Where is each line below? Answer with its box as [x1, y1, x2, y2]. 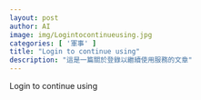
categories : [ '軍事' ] [9, 38, 97, 48]
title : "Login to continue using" [9, 47, 141, 56]
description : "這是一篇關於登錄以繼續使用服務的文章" [9, 55, 193, 65]
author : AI [9, 22, 51, 31]
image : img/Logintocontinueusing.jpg [9, 30, 153, 39]
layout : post [9, 13, 59, 23]
